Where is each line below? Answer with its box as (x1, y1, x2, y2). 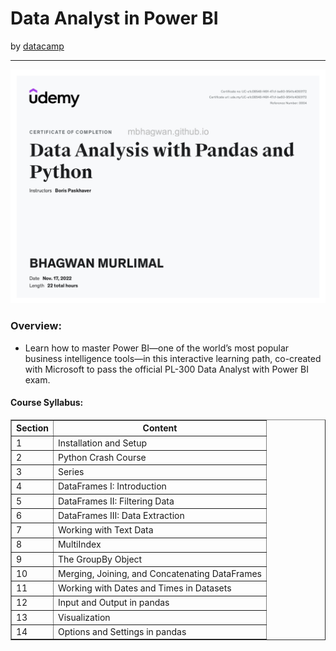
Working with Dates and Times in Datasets (57, 582, 232, 594)
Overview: (10, 319, 62, 333)
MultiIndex (57, 538, 102, 551)
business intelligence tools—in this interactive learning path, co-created (24, 352, 322, 364)
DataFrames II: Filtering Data (57, 495, 175, 507)
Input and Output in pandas (57, 597, 170, 609)
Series (57, 466, 85, 478)
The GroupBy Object (57, 553, 143, 565)
